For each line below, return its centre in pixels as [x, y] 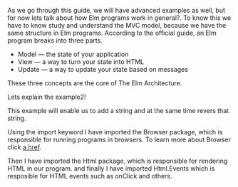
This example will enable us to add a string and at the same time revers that [118, 111]
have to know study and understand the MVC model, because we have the [117, 25]
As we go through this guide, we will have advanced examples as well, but [117, 10]
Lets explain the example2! [47, 97]
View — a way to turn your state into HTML [81, 62]
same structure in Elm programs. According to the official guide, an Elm [112, 33]
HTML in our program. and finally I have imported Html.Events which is [111, 169]
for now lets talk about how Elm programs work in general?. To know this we [119, 18]
